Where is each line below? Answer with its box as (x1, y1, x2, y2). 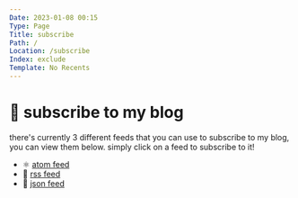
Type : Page (9, 22, 50, 31)
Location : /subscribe (9, 47, 91, 56)
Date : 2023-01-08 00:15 (9, 13, 99, 22)
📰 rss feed (22, 168, 61, 179)
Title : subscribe (9, 30, 74, 39)
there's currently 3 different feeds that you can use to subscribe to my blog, (9, 131, 290, 142)
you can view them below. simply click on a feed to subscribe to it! (9, 141, 255, 152)
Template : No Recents (9, 64, 91, 73)
